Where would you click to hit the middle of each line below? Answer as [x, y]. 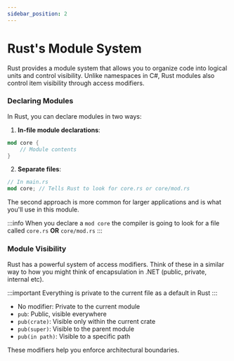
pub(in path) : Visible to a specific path [74, 336]
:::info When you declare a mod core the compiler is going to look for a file [113, 223]
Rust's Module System [74, 48]
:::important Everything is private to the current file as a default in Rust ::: [112, 293]
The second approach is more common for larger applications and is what [114, 202]
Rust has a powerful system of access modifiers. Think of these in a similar [116, 264]
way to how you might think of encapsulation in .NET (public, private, [107, 272]
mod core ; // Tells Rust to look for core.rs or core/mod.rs [99, 189]
